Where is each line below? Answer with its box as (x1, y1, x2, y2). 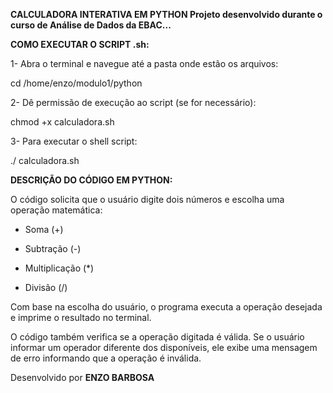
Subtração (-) (24, 243, 82, 254)
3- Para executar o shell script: (10, 135, 138, 147)
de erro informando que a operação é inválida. (10, 352, 202, 364)
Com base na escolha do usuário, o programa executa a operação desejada (10, 301, 323, 313)
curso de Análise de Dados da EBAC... (10, 19, 172, 31)
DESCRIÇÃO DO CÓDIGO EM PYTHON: (10, 174, 173, 186)
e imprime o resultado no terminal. (10, 312, 152, 323)
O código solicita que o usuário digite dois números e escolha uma (10, 194, 285, 205)
